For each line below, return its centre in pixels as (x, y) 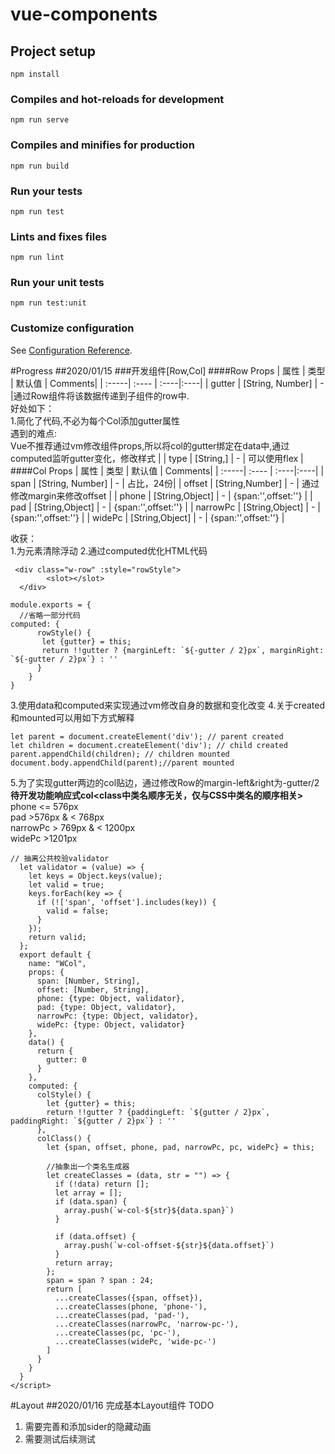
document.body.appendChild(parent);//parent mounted (122, 763)
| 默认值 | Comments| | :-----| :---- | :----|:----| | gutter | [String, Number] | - (167, 383)
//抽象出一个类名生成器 (88, 1166)
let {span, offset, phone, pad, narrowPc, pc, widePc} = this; (180, 1147)
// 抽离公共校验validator (60, 858)
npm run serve (40, 120)
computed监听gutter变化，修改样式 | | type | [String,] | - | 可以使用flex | (157, 458)
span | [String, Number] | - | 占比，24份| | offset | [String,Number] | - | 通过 (165, 483)
